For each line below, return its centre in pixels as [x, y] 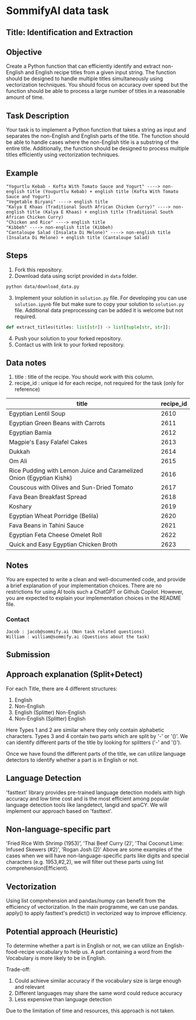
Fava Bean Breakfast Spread [48, 497]
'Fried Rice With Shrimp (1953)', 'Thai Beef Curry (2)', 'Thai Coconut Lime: [95, 843]
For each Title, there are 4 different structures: [62, 688]
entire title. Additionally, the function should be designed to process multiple [98, 149]
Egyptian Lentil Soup [37, 413]
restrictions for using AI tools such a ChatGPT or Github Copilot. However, [95, 592]
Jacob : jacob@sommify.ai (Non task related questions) [75, 632]
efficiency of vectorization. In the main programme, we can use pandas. [92, 907]
